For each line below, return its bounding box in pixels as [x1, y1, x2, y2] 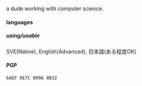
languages [6, 18, 33, 26]
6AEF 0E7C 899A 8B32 [6, 75, 58, 81]
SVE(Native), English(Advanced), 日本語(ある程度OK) [6, 47, 137, 55]
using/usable [6, 32, 40, 39]
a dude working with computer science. [6, 5, 104, 12]
